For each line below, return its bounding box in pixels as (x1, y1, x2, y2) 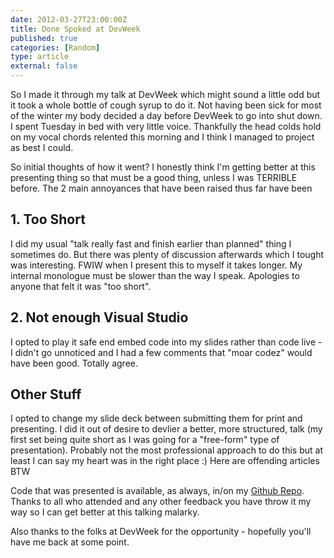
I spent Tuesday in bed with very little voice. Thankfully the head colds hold (10, 121, 322, 132)
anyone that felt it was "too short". (10, 280, 152, 292)
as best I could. (10, 142, 74, 153)
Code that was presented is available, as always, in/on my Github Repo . (10, 485, 305, 497)
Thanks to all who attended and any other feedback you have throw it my (10, 496, 312, 508)
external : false (10, 61, 78, 71)
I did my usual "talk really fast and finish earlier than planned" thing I (10, 237, 292, 250)
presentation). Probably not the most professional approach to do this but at (10, 444, 323, 456)
